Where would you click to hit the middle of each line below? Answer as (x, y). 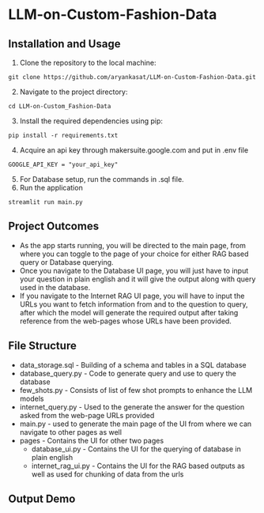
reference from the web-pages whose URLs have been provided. (125, 321)
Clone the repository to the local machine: (88, 62)
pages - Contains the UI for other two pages (92, 440)
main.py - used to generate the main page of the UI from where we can (136, 424)
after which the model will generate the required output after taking (129, 312)
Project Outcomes (54, 226)
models (32, 398)
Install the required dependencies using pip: (91, 121)
